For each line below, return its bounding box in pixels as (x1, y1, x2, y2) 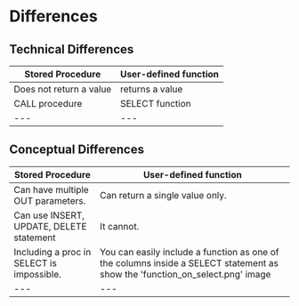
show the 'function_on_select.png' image (99, 268, 271, 280)
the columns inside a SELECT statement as (99, 256, 279, 269)
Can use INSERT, (13, 209, 85, 221)
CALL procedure (13, 98, 83, 109)
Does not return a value (13, 83, 112, 95)
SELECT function (119, 98, 191, 109)
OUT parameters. (13, 194, 86, 206)
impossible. (13, 268, 62, 280)
